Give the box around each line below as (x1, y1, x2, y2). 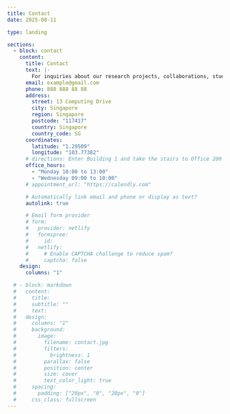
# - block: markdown (13, 282, 72, 289)
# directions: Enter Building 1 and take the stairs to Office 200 (25, 155, 222, 163)
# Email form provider (25, 212, 90, 219)
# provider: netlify (25, 225, 90, 232)
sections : (7, 41, 36, 48)
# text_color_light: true (13, 377, 112, 384)
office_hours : (25, 162, 66, 169)
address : (25, 92, 51, 99)
